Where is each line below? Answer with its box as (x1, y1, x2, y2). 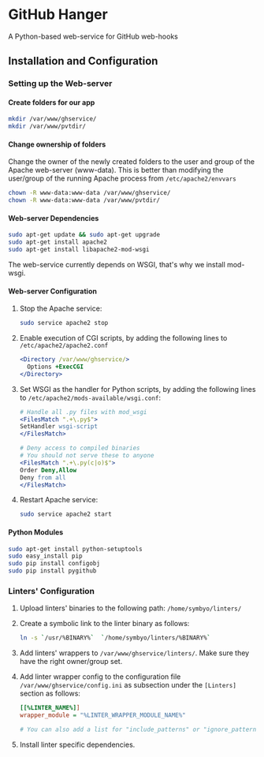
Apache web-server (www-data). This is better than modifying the (8, 166, 224, 175)
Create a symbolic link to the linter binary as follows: (19, 619, 190, 628)
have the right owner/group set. (19, 657, 123, 666)
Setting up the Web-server (8, 78, 113, 89)
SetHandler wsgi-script (19, 423, 99, 431)
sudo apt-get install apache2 (8, 238, 108, 246)
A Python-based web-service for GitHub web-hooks (8, 32, 179, 41)
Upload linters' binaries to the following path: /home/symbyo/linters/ (19, 603, 242, 613)
